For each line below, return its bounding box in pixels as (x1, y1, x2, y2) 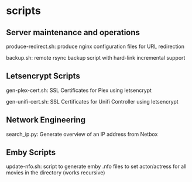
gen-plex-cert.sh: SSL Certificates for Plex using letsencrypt (6, 87, 152, 94)
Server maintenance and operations (6, 28, 140, 37)
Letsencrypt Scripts (6, 71, 81, 81)
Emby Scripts (6, 147, 56, 157)
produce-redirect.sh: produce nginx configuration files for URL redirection (6, 43, 185, 50)
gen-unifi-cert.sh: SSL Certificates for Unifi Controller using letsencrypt (6, 98, 179, 105)
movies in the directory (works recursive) (6, 169, 105, 176)
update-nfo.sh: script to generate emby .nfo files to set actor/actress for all (6, 163, 187, 170)
